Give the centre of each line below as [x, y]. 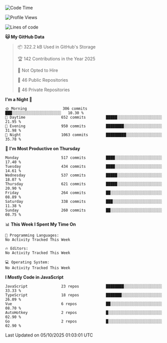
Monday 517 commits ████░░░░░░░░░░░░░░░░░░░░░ [84, 158]
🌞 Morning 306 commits [46, 109]
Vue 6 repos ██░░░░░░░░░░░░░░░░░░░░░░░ [84, 304]
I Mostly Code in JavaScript [34, 277]
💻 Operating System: [27, 262]
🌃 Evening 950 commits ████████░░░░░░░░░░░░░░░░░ [84, 126]
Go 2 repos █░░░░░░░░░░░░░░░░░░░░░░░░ [84, 321]
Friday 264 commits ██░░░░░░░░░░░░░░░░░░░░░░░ [84, 193]
